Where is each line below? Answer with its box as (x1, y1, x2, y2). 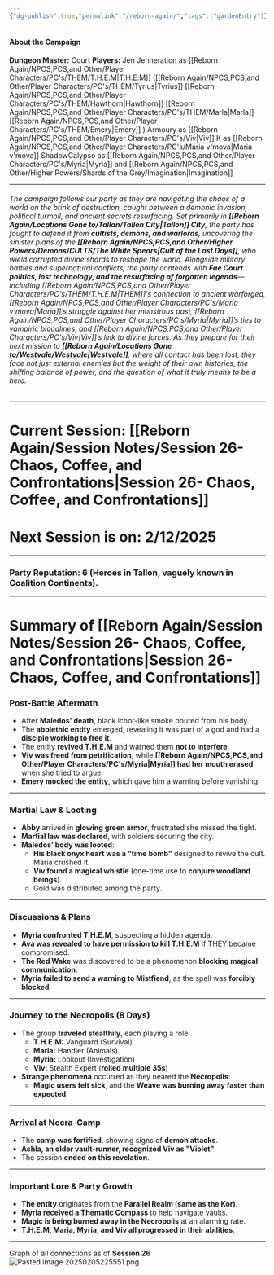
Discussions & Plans (9, 912, 91, 923)
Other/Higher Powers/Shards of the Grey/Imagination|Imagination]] (9, 168, 233, 178)
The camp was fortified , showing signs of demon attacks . (20, 1136, 219, 1145)
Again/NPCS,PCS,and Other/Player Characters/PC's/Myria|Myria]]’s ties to (9, 315, 262, 325)
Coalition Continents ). (9, 578, 98, 589)
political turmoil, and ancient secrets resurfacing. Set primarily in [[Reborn (9, 211, 259, 221)
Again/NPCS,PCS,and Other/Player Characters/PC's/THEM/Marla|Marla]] (9, 107, 254, 117)
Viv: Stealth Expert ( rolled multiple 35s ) (33, 1062, 169, 1072)
